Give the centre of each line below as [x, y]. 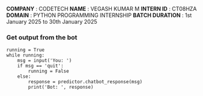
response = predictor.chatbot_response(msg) [85, 82]
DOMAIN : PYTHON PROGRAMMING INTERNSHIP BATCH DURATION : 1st [99, 15]
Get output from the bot [42, 37]
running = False [49, 71]
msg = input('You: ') [44, 61]
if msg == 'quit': [40, 66]
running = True [26, 50]
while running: [26, 55]
